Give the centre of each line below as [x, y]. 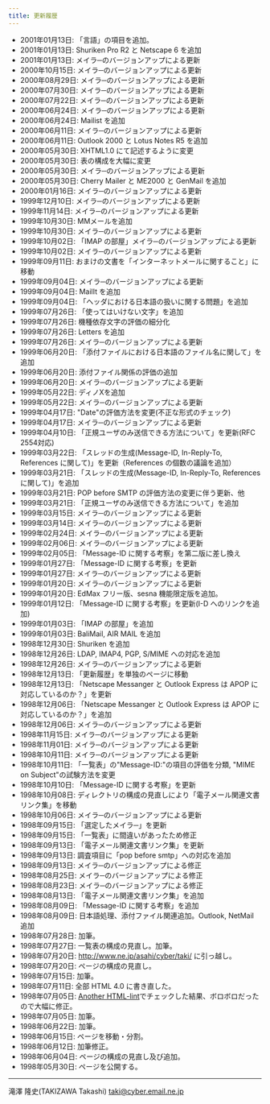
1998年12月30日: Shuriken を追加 [75, 643]
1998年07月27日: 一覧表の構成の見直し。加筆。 [98, 945]
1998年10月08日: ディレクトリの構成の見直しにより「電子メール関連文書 [140, 795]
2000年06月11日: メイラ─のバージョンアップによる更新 [111, 130]
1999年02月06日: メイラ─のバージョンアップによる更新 [111, 543]
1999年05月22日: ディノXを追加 [73, 392]
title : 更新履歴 [33, 16]
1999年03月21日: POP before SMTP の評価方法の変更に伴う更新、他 [132, 493]
